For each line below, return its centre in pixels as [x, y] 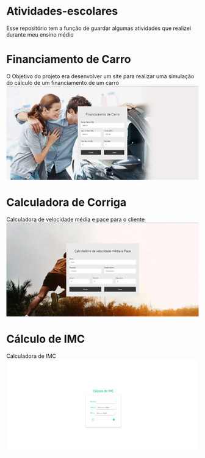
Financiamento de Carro [69, 60]
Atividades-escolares [62, 11]
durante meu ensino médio [40, 34]
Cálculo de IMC [46, 339]
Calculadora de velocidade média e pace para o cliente [76, 220]
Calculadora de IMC [31, 356]
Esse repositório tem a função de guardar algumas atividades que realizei [99, 28]
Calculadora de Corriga [67, 202]
